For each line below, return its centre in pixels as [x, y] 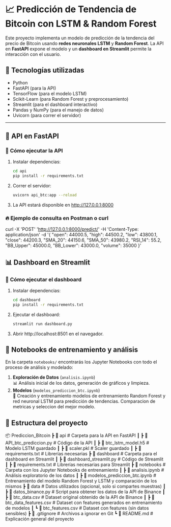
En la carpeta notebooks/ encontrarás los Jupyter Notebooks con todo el [81, 362]
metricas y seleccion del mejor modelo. [54, 407]
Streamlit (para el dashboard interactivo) [55, 104]
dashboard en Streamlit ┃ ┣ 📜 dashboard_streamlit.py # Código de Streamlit [84, 459]
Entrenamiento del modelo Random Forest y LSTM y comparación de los [81, 481]
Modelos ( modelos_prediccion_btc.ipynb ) [56, 390]
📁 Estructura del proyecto [47, 423]
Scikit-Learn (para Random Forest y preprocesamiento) [70, 99]
